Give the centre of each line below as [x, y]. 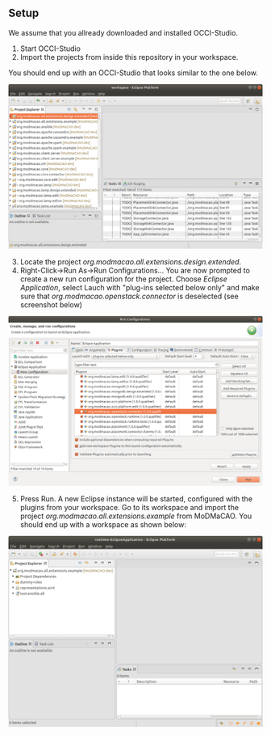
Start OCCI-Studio [50, 49]
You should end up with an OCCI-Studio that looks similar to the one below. [133, 73]
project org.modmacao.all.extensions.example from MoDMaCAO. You [136, 516]
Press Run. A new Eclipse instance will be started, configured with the [136, 499]
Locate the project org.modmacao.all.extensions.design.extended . [131, 262]
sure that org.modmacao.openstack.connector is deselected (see [129, 296]
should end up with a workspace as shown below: [103, 525]
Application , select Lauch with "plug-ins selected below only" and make [140, 288]
